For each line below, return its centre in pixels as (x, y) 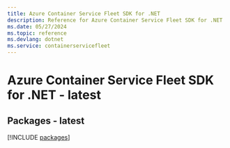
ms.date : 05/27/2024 (37, 26)
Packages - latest (46, 121)
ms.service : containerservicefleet (59, 46)
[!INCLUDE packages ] (39, 137)
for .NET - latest (54, 95)
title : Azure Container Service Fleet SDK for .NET (84, 14)
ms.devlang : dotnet (36, 40)
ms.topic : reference (37, 33)
